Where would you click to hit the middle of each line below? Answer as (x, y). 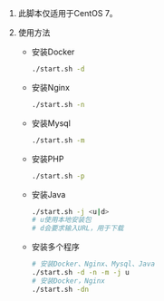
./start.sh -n (58, 104)
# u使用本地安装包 (62, 220)
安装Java (48, 194)
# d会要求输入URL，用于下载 (77, 228)
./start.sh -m (58, 140)
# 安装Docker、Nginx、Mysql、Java (93, 264)
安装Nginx (51, 87)
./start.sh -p (58, 176)
